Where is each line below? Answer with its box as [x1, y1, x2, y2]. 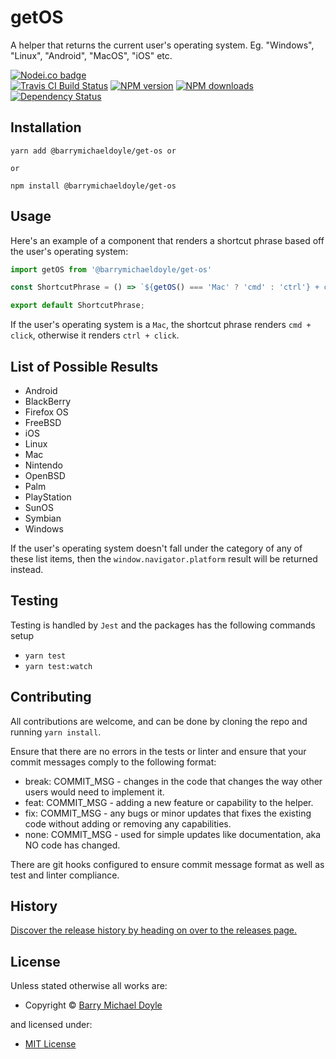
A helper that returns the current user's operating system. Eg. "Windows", [10, 39, 315, 51]
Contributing [10, 689, 92, 706]
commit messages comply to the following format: [10, 756, 217, 768]
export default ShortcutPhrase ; [10, 301, 145, 311]
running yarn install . [10, 726, 102, 738]
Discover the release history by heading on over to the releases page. [10, 924, 298, 936]
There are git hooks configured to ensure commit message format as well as [10, 858, 325, 870]
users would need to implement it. [24, 786, 165, 798]
